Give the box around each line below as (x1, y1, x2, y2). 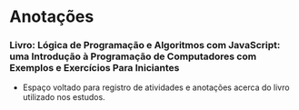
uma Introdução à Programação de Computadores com (9, 50, 257, 63)
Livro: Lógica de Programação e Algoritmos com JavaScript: (9, 39, 281, 52)
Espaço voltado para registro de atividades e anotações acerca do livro (22, 82, 290, 93)
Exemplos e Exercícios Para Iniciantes (9, 62, 180, 75)
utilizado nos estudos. (22, 92, 106, 103)
